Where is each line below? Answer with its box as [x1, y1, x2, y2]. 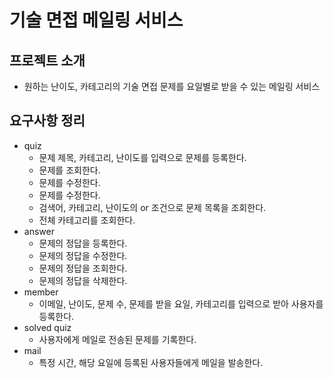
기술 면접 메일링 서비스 [9, 9, 184, 32]
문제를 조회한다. [38, 164, 101, 176]
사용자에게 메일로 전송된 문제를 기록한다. [38, 333, 197, 345]
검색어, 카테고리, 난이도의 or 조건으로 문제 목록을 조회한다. [38, 201, 267, 213]
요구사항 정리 [9, 112, 86, 130]
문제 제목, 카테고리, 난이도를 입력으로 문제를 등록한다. [38, 151, 247, 163]
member [23, 286, 59, 298]
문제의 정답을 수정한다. [38, 249, 128, 261]
